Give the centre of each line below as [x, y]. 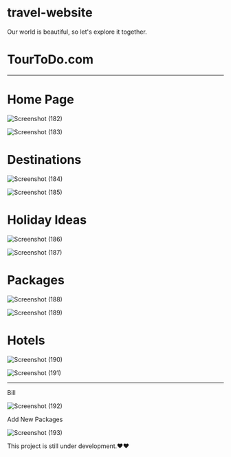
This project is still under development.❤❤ [68, 446]
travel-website [50, 13]
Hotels [26, 340]
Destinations [44, 160]
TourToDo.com [51, 60]
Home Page [41, 99]
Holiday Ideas [47, 220]
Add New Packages [35, 419]
